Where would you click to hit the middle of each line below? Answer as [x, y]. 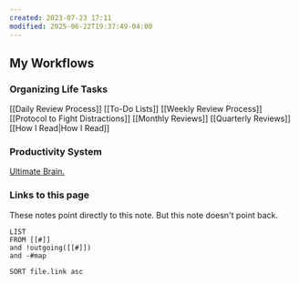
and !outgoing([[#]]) [51, 248]
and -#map [28, 256]
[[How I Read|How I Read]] [60, 128]
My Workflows [52, 63]
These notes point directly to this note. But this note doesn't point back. [144, 215]
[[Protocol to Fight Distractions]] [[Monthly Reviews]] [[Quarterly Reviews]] [150, 118]
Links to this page [49, 195]
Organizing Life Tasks [59, 89]
